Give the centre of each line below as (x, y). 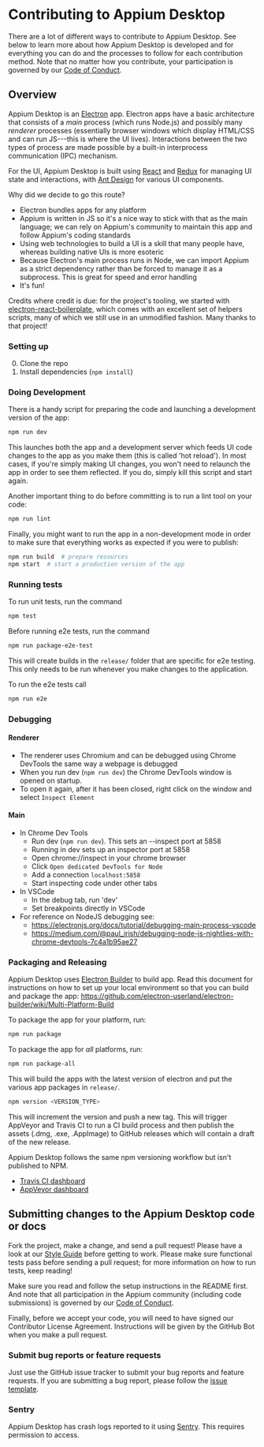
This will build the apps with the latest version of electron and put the (120, 1079)
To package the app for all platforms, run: (76, 1049)
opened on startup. (51, 780)
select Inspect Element (57, 797)
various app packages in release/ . (64, 1087)
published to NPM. (38, 1166)
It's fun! (32, 285)
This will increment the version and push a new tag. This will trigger (118, 1117)
